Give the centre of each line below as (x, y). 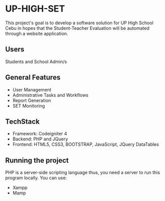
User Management (32, 89)
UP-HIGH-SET (35, 9)
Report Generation (32, 100)
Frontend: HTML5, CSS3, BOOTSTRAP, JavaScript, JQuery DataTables (86, 144)
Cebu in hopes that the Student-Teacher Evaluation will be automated (77, 28)
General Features (33, 78)
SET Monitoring (29, 106)
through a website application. (37, 33)
